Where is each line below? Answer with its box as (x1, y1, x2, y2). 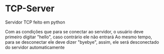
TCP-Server (5, 3, 55, 14)
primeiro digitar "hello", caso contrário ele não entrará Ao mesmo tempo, (5, 34, 152, 40)
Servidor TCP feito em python (5, 19, 65, 25)
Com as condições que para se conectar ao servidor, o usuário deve (5, 28, 144, 34)
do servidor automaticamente (5, 44, 65, 50)
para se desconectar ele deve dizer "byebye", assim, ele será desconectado (5, 39, 160, 45)
